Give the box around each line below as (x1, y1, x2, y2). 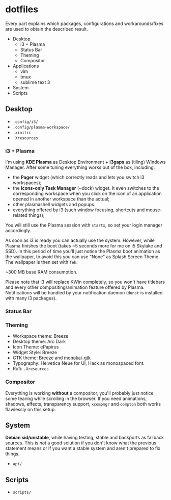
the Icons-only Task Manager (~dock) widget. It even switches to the (12, 185, 159, 191)
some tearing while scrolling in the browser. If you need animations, (5, 395, 147, 402)
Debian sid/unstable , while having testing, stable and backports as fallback (5, 435, 164, 441)
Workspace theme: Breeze (12, 333, 69, 339)
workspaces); (12, 180, 42, 186)
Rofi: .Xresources (12, 366, 49, 372)
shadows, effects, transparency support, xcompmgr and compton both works (5, 401, 161, 407)
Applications (12, 63, 39, 69)
